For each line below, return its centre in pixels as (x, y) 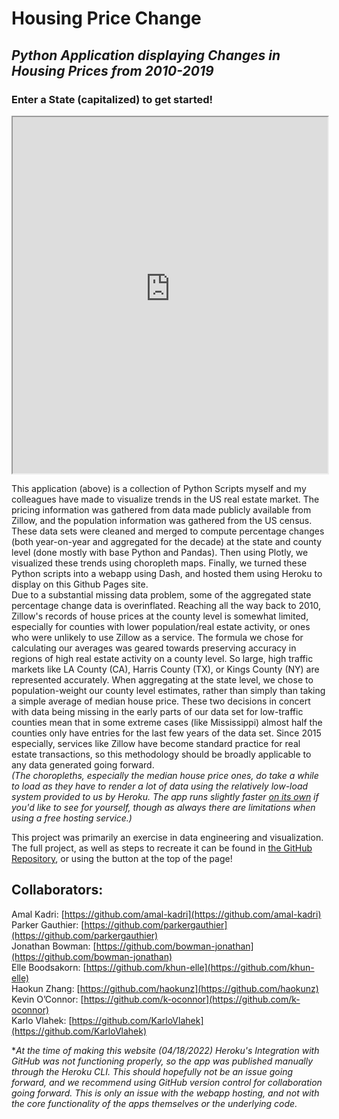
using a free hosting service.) (72, 818)
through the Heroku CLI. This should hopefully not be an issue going (152, 1071)
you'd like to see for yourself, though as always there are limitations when (163, 807)
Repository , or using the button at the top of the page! (122, 858)
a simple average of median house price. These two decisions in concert (161, 701)
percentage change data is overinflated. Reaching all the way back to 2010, (166, 605)
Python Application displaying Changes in (146, 55)
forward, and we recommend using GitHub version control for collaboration (167, 1082)
